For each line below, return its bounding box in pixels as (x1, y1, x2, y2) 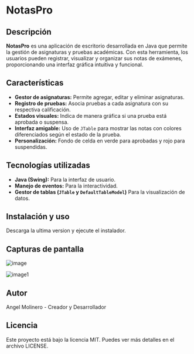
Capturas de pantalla (6, 244, 84, 254)
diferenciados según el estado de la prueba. (14, 131, 121, 138)
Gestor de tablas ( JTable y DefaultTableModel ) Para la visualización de (14, 188, 185, 195)
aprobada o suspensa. (14, 118, 69, 125)
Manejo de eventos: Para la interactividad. (14, 182, 118, 189)
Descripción (6, 27, 52, 37)
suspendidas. (14, 143, 47, 150)
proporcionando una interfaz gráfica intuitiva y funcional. (6, 61, 144, 68)
